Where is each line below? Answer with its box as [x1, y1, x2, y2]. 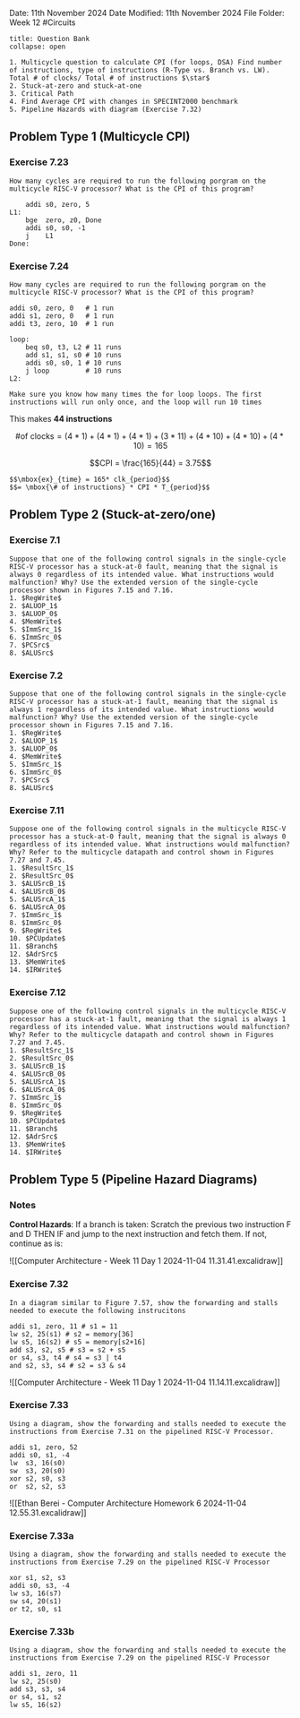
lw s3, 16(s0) [9, 1458, 66, 1467]
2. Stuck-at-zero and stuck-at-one [9, 82, 142, 90]
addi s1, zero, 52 [9, 1442, 78, 1452]
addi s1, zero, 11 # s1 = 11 [9, 1321, 118, 1331]
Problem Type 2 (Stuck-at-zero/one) [9, 507, 217, 522]
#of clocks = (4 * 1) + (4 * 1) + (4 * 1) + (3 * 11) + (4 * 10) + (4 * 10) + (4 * [14, 430, 284, 442]
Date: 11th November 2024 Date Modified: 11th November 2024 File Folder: [9, 8, 285, 18]
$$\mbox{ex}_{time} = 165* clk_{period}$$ [9, 475, 170, 484]
